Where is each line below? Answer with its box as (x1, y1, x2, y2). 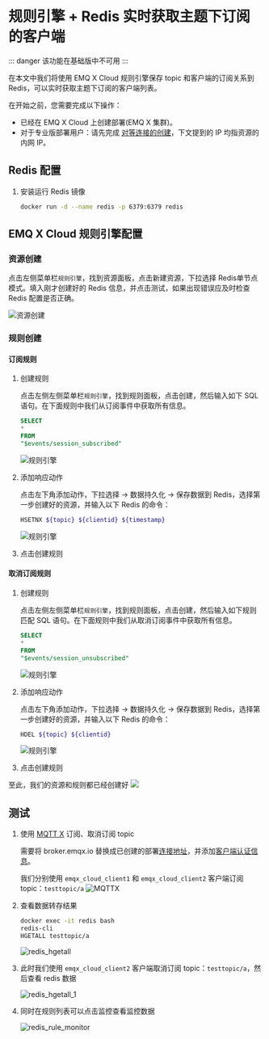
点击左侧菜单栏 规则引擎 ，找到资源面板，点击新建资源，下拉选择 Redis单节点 (8, 273, 258, 283)
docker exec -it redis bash (19, 917, 115, 925)
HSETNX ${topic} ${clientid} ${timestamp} (19, 515, 166, 524)
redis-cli (19, 924, 54, 933)
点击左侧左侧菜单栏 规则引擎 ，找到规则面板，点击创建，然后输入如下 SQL (19, 391, 258, 401)
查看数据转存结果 (19, 901, 78, 911)
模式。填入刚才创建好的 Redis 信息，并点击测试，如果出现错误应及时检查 (8, 284, 250, 293)
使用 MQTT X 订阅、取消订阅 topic (19, 829, 135, 839)
